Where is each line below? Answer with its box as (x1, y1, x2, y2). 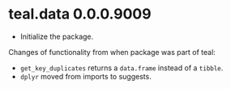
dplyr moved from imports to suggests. (19, 71, 152, 81)
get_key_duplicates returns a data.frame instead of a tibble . (19, 62, 224, 73)
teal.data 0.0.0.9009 (8, 5, 152, 23)
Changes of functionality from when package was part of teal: (8, 47, 216, 57)
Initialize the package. (19, 32, 94, 41)
